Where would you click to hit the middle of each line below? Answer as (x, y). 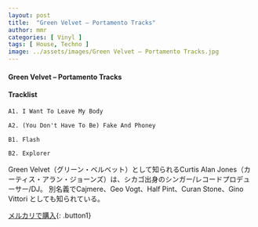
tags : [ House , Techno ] (49, 45)
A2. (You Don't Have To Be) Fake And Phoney (82, 125)
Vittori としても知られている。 (56, 199)
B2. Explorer (29, 153)
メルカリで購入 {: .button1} (50, 215)
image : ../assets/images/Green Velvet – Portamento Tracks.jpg (114, 52)
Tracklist (23, 95)
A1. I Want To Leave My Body (56, 111)
